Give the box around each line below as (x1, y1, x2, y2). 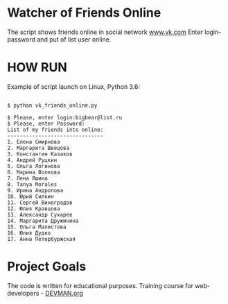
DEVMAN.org (44, 289, 83, 297)
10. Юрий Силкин (7, 193, 54, 200)
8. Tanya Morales (7, 180, 58, 188)
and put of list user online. (37, 35, 112, 43)
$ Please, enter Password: (7, 120, 85, 127)
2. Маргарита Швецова (7, 144, 70, 151)
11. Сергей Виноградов (7, 199, 73, 206)
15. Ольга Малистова (7, 223, 67, 230)
